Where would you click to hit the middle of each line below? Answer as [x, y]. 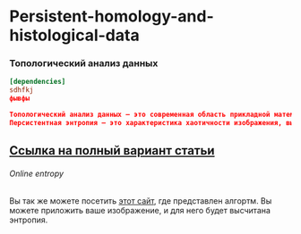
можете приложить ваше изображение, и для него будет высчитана [140, 211]
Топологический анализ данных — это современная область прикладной [140, 115]
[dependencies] [38, 82]
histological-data [75, 35]
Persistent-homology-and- [112, 17]
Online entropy [37, 173]
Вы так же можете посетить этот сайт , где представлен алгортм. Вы [141, 201]
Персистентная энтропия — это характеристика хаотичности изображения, [146, 122]
